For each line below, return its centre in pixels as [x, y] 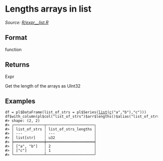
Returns [17, 65]
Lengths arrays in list [48, 9]
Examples [20, 101]
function [13, 49]
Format [16, 38]
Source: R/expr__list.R [27, 22]
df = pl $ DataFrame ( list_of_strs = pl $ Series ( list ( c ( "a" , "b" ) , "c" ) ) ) [76, 112]
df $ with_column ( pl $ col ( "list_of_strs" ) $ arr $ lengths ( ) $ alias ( [68, 117]
